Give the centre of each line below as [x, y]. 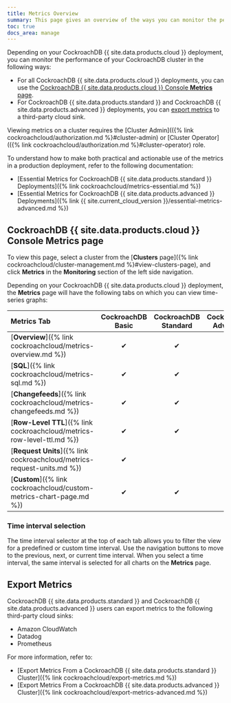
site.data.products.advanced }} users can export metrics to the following [110, 609]
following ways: [29, 67]
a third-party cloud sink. [51, 117]
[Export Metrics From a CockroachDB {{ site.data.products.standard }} [117, 671]
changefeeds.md [38, 411]
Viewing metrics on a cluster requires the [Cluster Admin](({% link [100, 130]
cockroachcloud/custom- [52, 488]
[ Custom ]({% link [39, 480]
